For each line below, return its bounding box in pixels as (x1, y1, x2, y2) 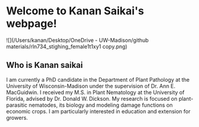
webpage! (6, 17, 57, 30)
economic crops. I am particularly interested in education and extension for (6, 107, 191, 114)
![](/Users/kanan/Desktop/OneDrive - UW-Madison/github (6, 36, 149, 44)
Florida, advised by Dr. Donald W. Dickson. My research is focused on (6, 95, 178, 102)
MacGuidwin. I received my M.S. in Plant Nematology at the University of (6, 88, 185, 96)
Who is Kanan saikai (6, 60, 83, 70)
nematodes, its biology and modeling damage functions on (29, 101, 173, 109)
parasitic (6, 101, 28, 109)
